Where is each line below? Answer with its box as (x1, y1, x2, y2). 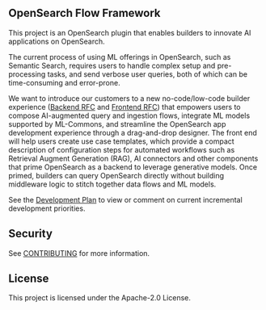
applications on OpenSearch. (8, 36, 105, 46)
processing (8, 69, 46, 79)
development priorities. (8, 203, 86, 213)
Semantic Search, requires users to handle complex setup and (8, 61, 216, 70)
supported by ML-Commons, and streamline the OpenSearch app (8, 119, 226, 128)
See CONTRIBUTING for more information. (8, 248, 150, 258)
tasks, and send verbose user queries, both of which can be (47, 69, 248, 79)
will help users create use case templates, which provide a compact (8, 136, 234, 146)
